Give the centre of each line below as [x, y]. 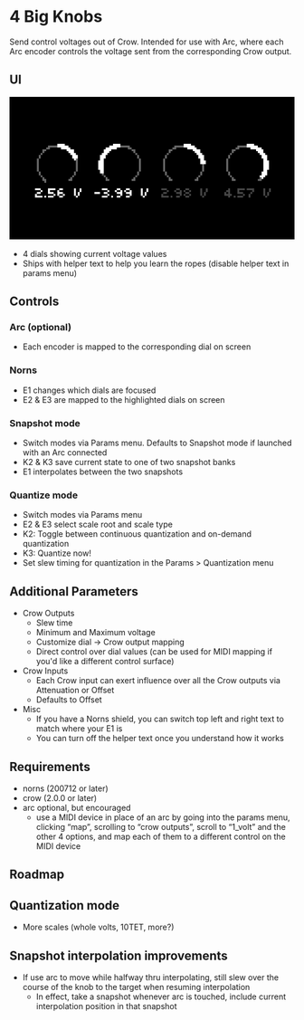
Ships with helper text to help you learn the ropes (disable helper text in [156, 263]
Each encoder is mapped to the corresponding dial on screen [137, 347]
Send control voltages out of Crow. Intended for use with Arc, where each [147, 42]
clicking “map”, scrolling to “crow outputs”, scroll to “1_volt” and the [161, 826]
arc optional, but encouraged [76, 807]
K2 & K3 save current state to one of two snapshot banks [129, 462]
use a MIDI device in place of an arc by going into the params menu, [163, 817]
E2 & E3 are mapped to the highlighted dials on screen [123, 399]
